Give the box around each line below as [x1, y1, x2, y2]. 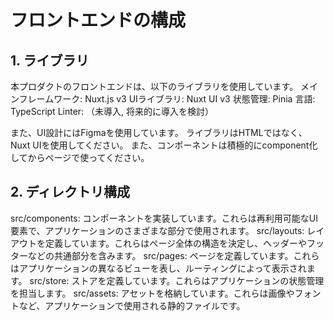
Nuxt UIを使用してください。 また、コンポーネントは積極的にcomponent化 [10, 139, 318, 151]
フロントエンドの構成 [10, 9, 187, 32]
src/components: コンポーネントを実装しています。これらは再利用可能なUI [10, 212, 318, 224]
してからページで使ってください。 [10, 152, 150, 163]
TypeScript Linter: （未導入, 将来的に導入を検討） [10, 106, 215, 117]
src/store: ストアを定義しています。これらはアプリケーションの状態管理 [29, 274, 325, 286]
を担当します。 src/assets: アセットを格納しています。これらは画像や [10, 287, 295, 299]
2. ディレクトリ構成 [10, 184, 131, 201]
